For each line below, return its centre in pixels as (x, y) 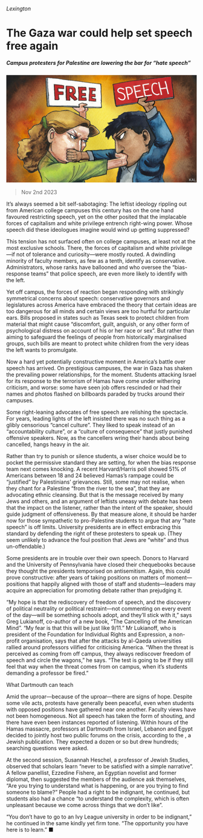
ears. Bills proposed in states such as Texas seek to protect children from (98, 318)
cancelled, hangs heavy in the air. (48, 444)
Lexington (19, 8)
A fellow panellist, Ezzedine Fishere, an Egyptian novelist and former (92, 773)
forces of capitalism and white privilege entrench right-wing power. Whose (99, 223)
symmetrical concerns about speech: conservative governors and (88, 299)
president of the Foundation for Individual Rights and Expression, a (89, 635)
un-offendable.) (26, 547)
